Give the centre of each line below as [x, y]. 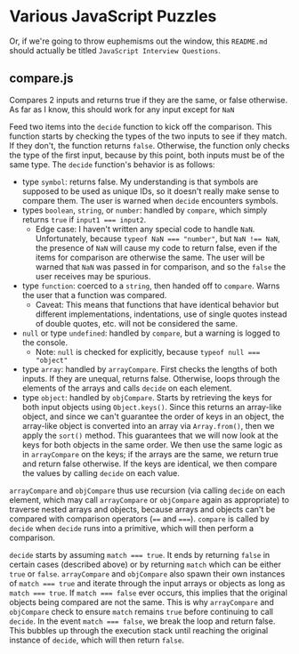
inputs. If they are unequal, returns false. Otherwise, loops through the [151, 378]
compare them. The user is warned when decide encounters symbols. [150, 200]
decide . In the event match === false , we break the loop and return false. [142, 621]
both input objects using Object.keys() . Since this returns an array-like [152, 407]
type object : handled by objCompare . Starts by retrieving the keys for [147, 397]
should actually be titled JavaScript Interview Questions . [115, 50]
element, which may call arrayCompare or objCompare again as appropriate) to [149, 499]
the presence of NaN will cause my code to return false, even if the [156, 247]
